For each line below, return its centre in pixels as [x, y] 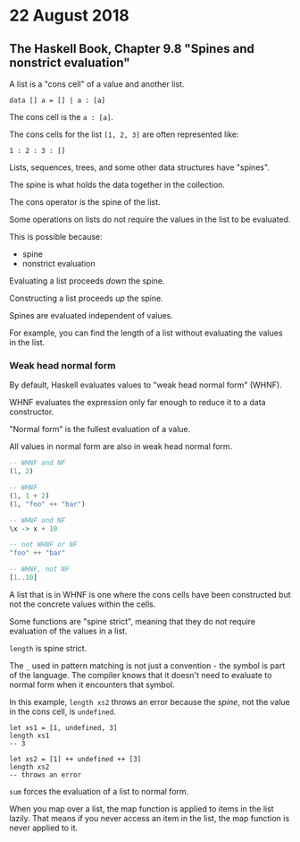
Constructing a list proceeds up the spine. [86, 298]
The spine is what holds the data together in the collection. [117, 185]
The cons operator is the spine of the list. [85, 202]
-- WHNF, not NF [39, 569]
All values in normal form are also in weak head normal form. [121, 447]
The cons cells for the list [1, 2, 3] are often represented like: [124, 134]
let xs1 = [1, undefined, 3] [63, 727]
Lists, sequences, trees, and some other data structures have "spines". [140, 167]
